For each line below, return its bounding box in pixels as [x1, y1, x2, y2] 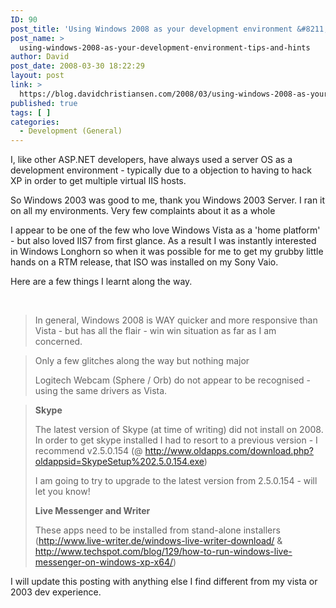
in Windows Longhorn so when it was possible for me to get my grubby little [10, 246, 324, 258]
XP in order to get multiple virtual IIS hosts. [10, 175, 187, 187]
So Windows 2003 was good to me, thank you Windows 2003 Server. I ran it [10, 194, 326, 206]
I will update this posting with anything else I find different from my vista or [10, 576, 318, 588]
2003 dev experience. [10, 586, 102, 598]
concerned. [34, 336, 83, 348]
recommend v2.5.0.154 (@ [34, 445, 143, 457]
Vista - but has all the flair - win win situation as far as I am [34, 325, 277, 337]
